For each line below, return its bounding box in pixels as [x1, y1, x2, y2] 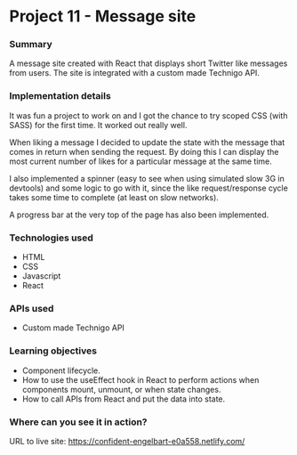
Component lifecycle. [21, 365, 100, 376]
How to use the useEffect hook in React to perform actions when [21, 374, 260, 385]
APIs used [9, 303, 54, 314]
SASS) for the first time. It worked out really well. [9, 119, 188, 130]
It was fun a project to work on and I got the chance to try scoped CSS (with [9, 110, 288, 121]
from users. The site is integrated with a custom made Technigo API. [9, 68, 261, 78]
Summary [9, 38, 53, 51]
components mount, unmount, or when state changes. [21, 384, 221, 394]
